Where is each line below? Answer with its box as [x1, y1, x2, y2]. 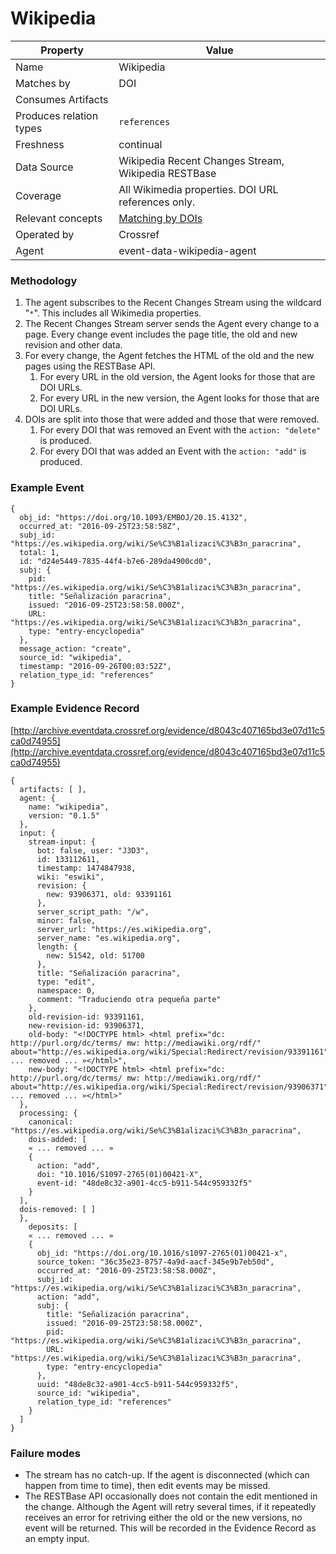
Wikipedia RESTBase [118, 166, 217, 180]
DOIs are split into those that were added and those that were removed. [24, 413, 320, 426]
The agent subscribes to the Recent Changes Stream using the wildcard [24, 297, 322, 309]
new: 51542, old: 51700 [46, 950, 145, 961]
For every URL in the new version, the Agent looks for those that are [39, 392, 320, 404]
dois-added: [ [28, 1134, 87, 1144]
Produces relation [15, 108, 99, 122]
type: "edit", [36, 977, 97, 987]
